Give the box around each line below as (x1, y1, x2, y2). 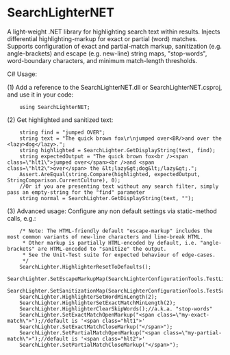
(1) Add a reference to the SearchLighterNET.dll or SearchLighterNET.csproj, (7, 83, 222, 91)
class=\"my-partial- (163, 329, 222, 336)
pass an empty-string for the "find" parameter (7, 188, 146, 196)
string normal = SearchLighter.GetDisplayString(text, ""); (19, 195, 194, 201)
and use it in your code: (7, 90, 74, 99)
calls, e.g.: (7, 214, 36, 222)
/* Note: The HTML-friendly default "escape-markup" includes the (19, 228, 213, 234)
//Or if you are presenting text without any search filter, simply (19, 183, 219, 190)
